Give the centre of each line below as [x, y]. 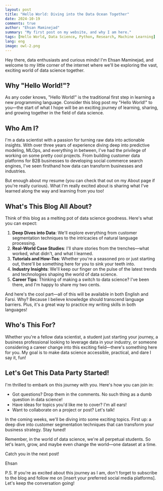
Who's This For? [30, 325]
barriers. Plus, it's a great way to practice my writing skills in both [71, 305]
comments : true [20, 23]
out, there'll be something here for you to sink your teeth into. [73, 264]
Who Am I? [22, 128]
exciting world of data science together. [45, 70]
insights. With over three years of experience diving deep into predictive [77, 145]
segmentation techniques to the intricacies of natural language [75, 238]
